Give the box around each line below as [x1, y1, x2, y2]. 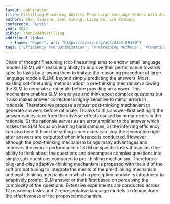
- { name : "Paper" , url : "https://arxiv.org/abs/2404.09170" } [10, 40, 142, 45]
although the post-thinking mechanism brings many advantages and [5, 139, 148, 145]
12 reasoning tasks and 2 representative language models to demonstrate [5, 187, 158, 193]
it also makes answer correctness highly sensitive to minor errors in [5, 96, 146, 103]
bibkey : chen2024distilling [5, 31, 65, 36]
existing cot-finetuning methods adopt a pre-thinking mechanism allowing [5, 80, 159, 86]
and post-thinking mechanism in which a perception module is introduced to [5, 171, 164, 177]
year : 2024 [5, 26, 28, 31]
